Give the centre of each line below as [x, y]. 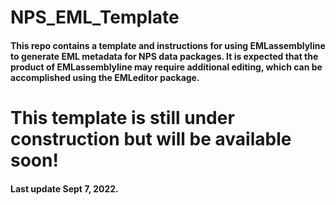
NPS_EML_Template [95, 17]
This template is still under [122, 117]
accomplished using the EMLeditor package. [105, 77]
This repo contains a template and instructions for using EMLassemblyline [168, 45]
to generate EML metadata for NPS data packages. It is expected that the [164, 56]
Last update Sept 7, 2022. [64, 188]
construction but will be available [151, 138]
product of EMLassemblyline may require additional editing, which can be [166, 67]
